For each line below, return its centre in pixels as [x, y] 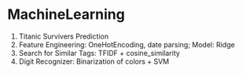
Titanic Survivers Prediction [64, 36]
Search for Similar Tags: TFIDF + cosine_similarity [99, 53]
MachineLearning [66, 15]
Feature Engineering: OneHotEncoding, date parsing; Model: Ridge [127, 44]
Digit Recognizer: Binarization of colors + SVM [94, 61]
